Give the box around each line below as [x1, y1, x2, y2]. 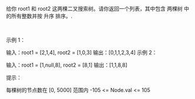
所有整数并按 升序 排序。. [11, 12, 72, 19]
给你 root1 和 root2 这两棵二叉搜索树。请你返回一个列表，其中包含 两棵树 [6, 5, 183, 12]
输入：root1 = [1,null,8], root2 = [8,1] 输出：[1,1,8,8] [6, 61, 128, 68]
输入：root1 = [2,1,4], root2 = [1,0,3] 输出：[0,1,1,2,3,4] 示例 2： [6, 49, 157, 56]
